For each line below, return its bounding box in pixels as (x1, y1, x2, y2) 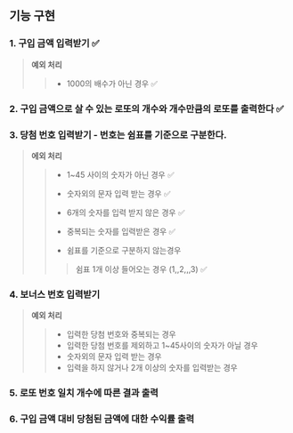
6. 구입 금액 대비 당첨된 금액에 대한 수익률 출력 (9, 413, 195, 425)
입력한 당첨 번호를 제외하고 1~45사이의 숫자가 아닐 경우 (66, 341, 258, 351)
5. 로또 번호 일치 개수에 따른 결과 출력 (9, 387, 159, 399)
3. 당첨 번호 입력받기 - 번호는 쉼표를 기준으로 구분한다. (9, 128, 227, 140)
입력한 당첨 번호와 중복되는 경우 (66, 329, 176, 340)
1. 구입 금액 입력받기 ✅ (9, 37, 100, 50)
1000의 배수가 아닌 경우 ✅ (66, 78, 159, 89)
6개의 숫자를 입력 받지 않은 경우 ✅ (66, 207, 185, 218)
